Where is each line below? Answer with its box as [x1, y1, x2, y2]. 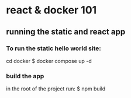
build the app [6, 72, 44, 80]
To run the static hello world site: [6, 44, 101, 52]
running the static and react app [6, 27, 126, 37]
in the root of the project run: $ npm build [6, 85, 106, 92]
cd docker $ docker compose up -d [6, 57, 92, 64]
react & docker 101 [6, 3, 97, 17]
